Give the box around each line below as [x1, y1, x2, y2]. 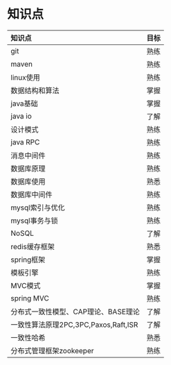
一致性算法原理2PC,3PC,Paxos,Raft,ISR [10, 320, 138, 330]
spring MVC [10, 293, 50, 303]
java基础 [10, 99, 38, 108]
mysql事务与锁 [10, 216, 58, 226]
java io [10, 111, 33, 121]
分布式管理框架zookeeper [10, 346, 95, 355]
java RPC [10, 137, 40, 146]
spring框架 [10, 255, 46, 264]
